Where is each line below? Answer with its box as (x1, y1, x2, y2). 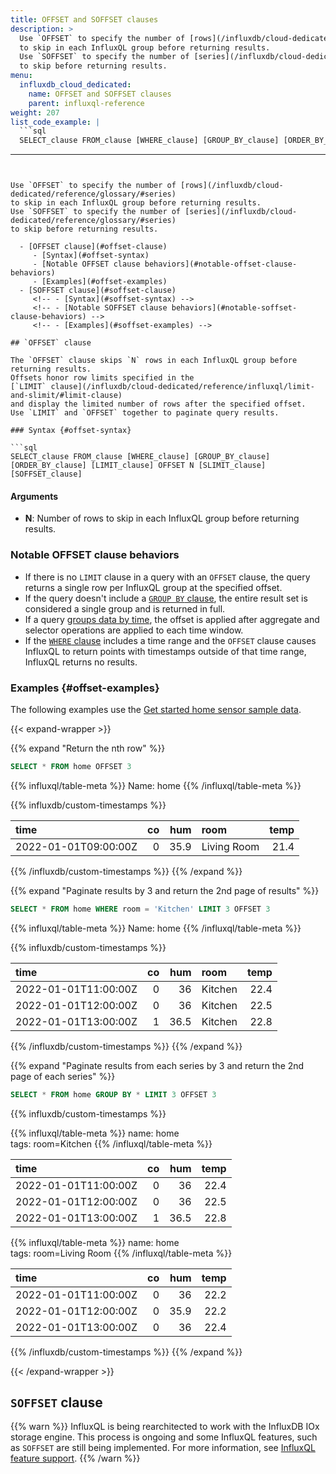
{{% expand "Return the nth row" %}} (10, 742, 166, 754)
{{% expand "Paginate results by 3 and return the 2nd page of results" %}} (10, 884, 320, 896)
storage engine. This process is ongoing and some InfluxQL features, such (10, 1431, 318, 1443)
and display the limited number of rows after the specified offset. (10, 399, 307, 410)
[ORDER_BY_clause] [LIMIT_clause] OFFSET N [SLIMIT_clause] (10, 461, 267, 471)
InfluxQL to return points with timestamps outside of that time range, (24, 645, 307, 657)
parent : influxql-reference (28, 98, 145, 108)
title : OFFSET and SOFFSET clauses (10, 14, 159, 25)
